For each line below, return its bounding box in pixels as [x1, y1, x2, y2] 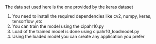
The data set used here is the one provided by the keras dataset [5, 4, 134, 10]
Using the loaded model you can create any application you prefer [12, 33, 145, 39]
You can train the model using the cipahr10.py [12, 23, 104, 29]
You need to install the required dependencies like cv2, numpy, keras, [12, 13, 152, 19]
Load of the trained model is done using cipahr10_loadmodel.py [12, 29, 139, 34]
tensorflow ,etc [12, 19, 43, 24]
